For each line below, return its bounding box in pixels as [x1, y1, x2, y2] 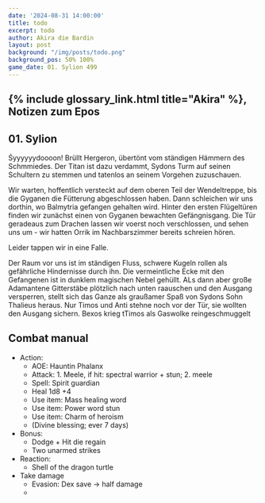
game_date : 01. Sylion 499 [8, 63, 98, 71]
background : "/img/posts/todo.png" [8, 48, 126, 56]
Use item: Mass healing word [31, 394, 127, 405]
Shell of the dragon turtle [31, 462, 113, 472]
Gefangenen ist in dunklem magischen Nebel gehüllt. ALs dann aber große [8, 275, 252, 284]
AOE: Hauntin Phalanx [31, 361, 104, 371]
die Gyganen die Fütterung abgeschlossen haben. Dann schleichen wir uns [8, 194, 254, 203]
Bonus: [19, 428, 44, 438]
